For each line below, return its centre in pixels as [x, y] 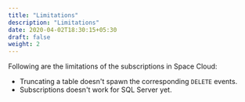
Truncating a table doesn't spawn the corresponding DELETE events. [128, 82]
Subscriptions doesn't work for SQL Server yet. [95, 90]
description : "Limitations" [54, 23]
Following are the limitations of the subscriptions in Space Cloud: [113, 66]
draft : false [29, 37]
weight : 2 [24, 44]
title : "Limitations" [43, 15]
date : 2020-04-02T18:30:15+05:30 [63, 30]
